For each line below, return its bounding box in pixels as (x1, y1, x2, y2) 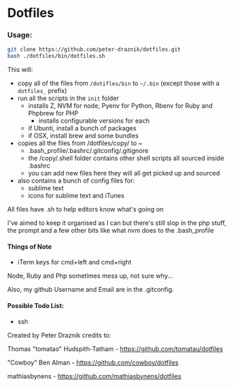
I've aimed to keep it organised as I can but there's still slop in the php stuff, (7, 219, 227, 227)
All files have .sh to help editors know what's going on (7, 205, 164, 214)
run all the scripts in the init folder (17, 94, 120, 103)
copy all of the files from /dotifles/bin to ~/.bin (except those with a (17, 79, 220, 87)
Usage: (7, 30, 33, 40)
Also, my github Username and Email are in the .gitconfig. (7, 285, 175, 294)
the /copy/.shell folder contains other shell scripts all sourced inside (27, 154, 225, 163)
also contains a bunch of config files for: (17, 176, 135, 185)
